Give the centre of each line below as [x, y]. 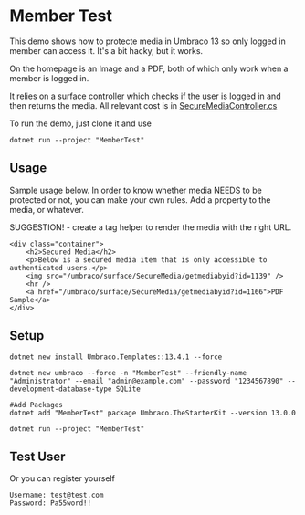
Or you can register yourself [63, 478]
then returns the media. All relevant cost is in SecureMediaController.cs [143, 105]
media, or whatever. [47, 209]
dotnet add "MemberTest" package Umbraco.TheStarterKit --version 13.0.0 [153, 413]
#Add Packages [37, 405]
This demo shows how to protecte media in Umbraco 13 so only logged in [147, 41]
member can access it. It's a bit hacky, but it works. [106, 50]
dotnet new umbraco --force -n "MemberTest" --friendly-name [128, 373]
